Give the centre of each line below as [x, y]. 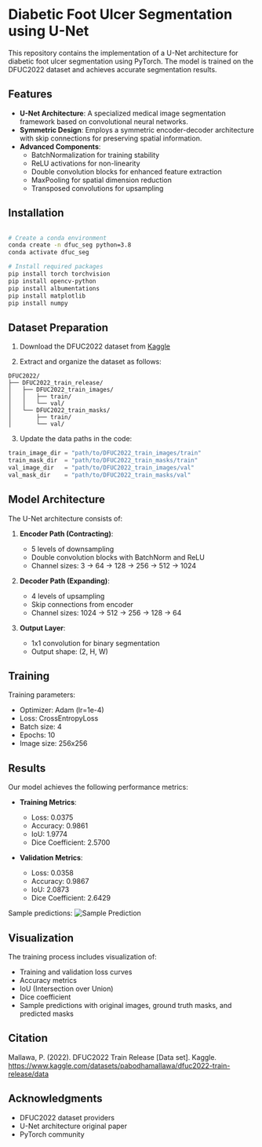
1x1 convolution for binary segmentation [95, 643]
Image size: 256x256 [53, 743]
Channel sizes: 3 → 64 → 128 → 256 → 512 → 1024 [114, 565]
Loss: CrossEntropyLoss [59, 718]
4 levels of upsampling [68, 596]
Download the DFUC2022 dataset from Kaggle [95, 346]
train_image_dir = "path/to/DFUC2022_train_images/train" [105, 453]
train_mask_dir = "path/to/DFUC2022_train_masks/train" [103, 461]
